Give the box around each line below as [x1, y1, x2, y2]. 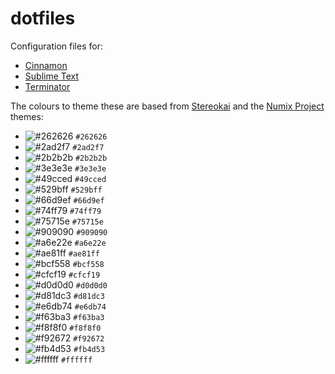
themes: [10, 110, 44, 122]
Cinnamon [24, 59, 68, 71]
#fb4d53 [73, 344, 106, 354]
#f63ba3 [73, 312, 105, 322]
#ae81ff [68, 248, 100, 259]
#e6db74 [74, 302, 107, 312]
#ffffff [60, 355, 93, 365]
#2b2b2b [74, 153, 108, 163]
